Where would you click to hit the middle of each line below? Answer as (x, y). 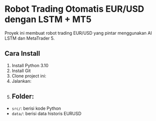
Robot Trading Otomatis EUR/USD (74, 9)
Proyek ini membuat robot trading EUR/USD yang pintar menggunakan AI (78, 33)
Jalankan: (22, 81)
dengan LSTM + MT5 (48, 19)
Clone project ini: (29, 76)
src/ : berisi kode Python (36, 108)
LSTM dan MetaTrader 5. (30, 38)
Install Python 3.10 (30, 65)
